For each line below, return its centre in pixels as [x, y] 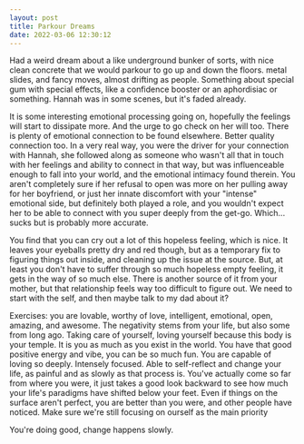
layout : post [34, 18]
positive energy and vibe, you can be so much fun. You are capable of [141, 354]
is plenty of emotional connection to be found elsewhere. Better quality [142, 136]
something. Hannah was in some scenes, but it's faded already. [128, 99]
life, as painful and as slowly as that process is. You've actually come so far [151, 374]
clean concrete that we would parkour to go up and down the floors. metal [148, 70]
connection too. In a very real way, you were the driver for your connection [149, 145]
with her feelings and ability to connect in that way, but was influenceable [147, 165]
